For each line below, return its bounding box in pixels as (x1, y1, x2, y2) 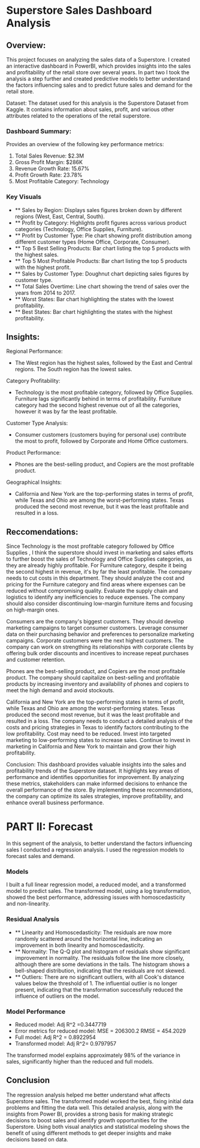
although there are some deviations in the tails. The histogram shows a (14, 961, 190, 968)
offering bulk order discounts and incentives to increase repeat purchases (6, 650, 189, 657)
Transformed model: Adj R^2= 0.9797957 (14, 1040, 117, 1047)
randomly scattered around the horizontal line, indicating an (14, 935, 163, 942)
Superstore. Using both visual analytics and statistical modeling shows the (6, 1123, 190, 1130)
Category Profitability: (6, 377, 60, 384)
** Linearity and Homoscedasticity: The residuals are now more (14, 929, 172, 936)
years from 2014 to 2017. (14, 289, 76, 296)
